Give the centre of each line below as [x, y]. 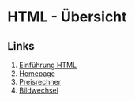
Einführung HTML [47, 65]
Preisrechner [39, 82]
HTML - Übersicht [67, 17]
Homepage [37, 74]
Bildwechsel [38, 90]
